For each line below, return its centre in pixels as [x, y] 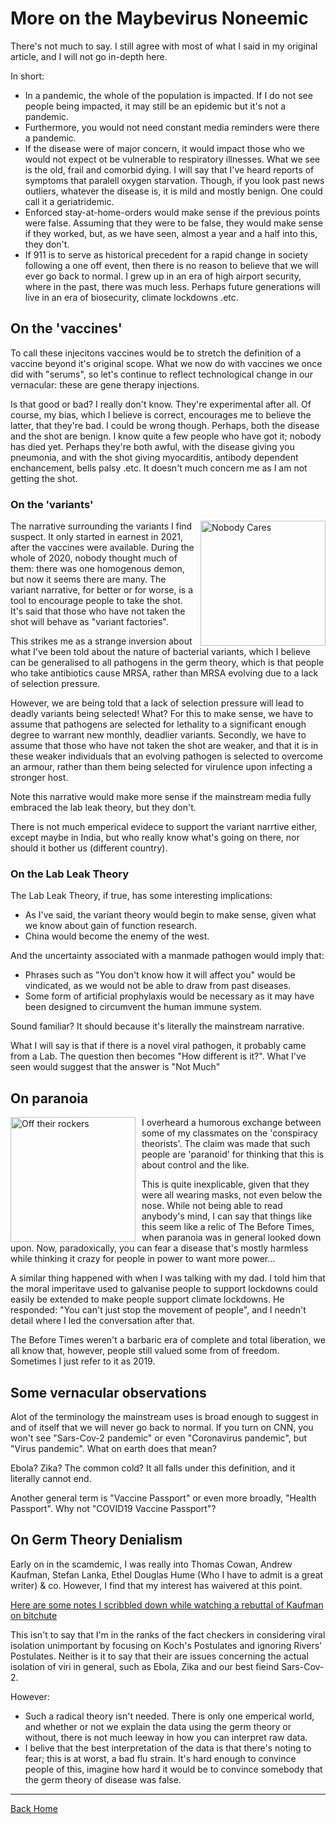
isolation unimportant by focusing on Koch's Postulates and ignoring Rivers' [166, 1645]
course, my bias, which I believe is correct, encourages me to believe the [161, 414]
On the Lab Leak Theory [70, 874]
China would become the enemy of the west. [117, 936]
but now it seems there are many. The [88, 579]
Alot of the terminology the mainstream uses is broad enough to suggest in [164, 1416]
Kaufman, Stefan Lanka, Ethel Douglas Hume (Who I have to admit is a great [167, 1574]
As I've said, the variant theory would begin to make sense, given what [170, 915]
